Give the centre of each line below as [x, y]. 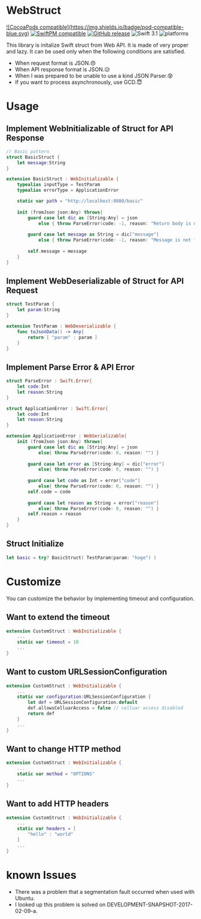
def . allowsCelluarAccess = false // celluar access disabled [106, 708]
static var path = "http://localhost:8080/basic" [80, 201]
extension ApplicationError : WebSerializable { [67, 436]
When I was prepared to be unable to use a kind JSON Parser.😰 [94, 76]
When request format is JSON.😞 [55, 63]
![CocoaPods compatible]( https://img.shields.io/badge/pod [79, 27]
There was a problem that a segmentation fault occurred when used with [105, 891]
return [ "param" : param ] [63, 337]
